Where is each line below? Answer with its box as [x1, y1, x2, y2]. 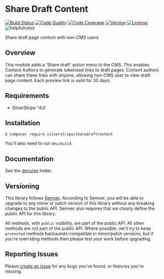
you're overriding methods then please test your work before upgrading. [5, 236, 152, 242]
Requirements [5, 92, 49, 100]
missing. [5, 268, 22, 274]
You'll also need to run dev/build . [5, 140, 73, 146]
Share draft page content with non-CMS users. [5, 34, 100, 40]
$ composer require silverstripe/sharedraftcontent [5, 132, 113, 137]
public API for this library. [5, 211, 56, 217]
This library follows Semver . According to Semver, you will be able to [5, 195, 144, 201]
